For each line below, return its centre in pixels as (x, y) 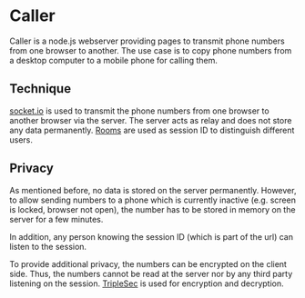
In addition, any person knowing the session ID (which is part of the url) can (152, 236)
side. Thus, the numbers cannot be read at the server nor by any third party (151, 273)
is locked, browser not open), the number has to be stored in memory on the (152, 209)
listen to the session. (48, 246)
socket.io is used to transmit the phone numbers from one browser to (140, 111)
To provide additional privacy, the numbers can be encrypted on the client (148, 263)
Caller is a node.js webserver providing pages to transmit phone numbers (147, 41)
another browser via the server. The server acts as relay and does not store (151, 120)
